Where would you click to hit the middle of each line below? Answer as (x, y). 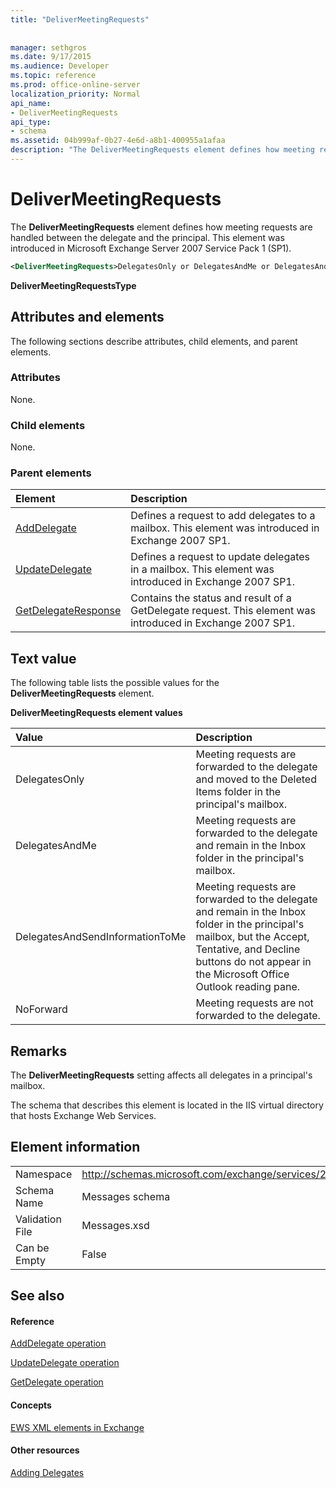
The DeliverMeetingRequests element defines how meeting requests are (161, 227)
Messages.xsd (115, 1225)
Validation (38, 1219)
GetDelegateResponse (68, 611)
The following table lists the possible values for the (115, 683)
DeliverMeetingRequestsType (73, 285)
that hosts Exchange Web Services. (83, 1116)
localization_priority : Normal (75, 94)
